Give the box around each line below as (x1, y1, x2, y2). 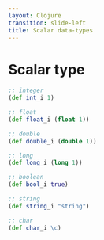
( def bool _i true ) (8, 181, 69, 189)
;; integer (8, 86, 44, 95)
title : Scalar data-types (8, 26, 93, 34)
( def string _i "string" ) (8, 202, 90, 210)
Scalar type (8, 60, 85, 78)
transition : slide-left (8, 19, 87, 27)
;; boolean (8, 173, 44, 181)
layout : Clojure (8, 11, 61, 20)
